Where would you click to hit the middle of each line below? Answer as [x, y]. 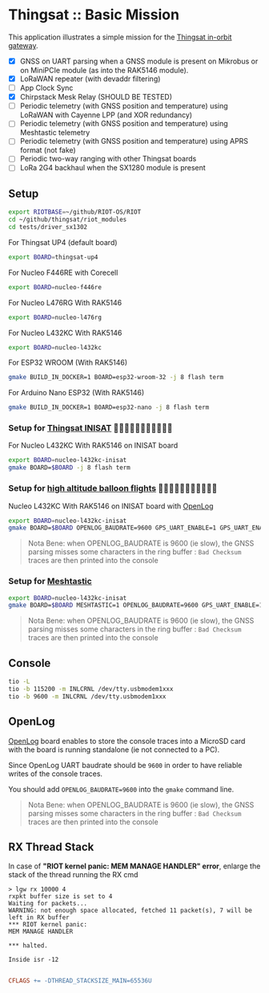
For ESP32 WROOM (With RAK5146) [68, 362]
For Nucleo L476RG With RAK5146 [65, 302]
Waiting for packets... [48, 904]
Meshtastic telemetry [55, 133]
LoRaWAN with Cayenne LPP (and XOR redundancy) [106, 115]
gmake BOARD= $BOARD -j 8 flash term [69, 468]
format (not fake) [48, 150]
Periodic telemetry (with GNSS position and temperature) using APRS [134, 141]
